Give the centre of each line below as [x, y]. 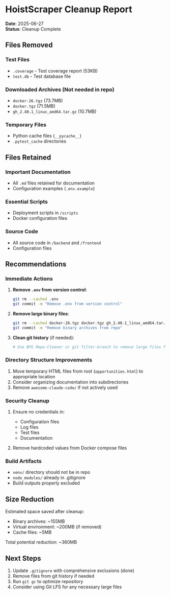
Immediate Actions [29, 279]
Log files [29, 427]
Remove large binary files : [41, 313]
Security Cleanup [27, 401]
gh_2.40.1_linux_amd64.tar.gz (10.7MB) [54, 111]
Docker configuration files [40, 218]
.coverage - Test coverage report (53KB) [55, 71]
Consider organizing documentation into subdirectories [70, 382]
